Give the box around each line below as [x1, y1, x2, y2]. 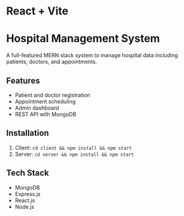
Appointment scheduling [14, 97, 76, 105]
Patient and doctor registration [14, 91, 91, 99]
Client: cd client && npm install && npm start [14, 144, 132, 151]
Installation [6, 128, 49, 138]
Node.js [14, 203, 35, 210]
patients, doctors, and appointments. [6, 58, 98, 66]
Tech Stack [6, 168, 49, 178]
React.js [14, 197, 35, 204]
